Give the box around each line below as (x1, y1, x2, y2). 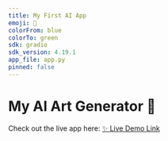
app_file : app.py (8, 56, 66, 64)
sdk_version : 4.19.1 (8, 48, 77, 56)
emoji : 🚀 (8, 19, 37, 27)
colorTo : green (8, 33, 59, 42)
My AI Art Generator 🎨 (8, 97, 156, 115)
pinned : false (8, 63, 55, 71)
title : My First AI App (8, 11, 87, 20)
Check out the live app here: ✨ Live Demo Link (8, 124, 161, 133)
